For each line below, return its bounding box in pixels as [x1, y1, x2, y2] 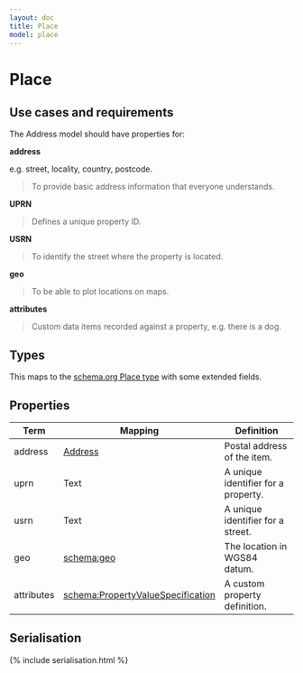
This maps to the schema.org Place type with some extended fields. [9, 371, 262, 382]
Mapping [120, 425, 160, 436]
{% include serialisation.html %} [9, 654, 129, 665]
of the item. [224, 451, 273, 463]
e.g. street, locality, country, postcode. [9, 164, 153, 174]
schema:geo [62, 552, 116, 564]
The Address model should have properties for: [9, 128, 185, 140]
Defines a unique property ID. [31, 216, 142, 227]
